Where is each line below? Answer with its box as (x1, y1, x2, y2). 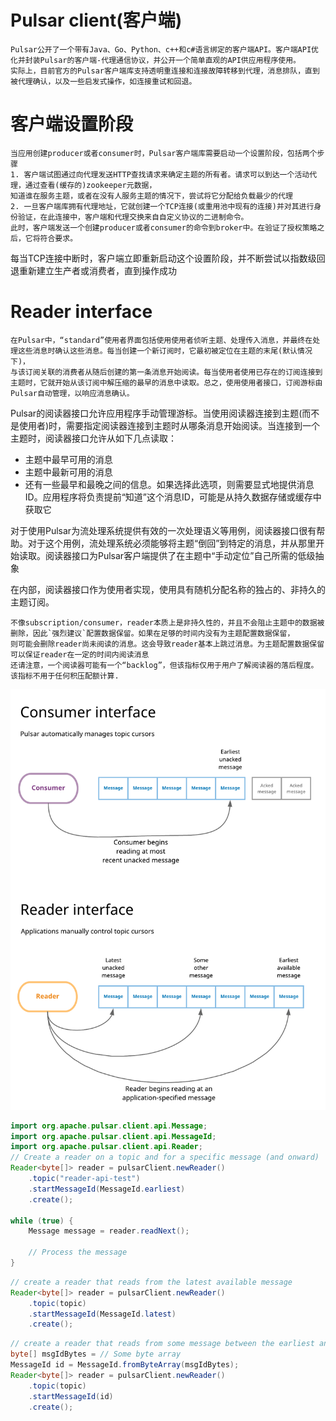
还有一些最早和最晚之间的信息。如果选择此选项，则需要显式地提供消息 (24, 478, 315, 490)
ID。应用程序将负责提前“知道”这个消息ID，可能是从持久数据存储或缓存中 (24, 491, 322, 503)
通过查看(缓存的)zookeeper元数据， (24, 180, 157, 190)
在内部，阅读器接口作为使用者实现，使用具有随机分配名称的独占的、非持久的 (10, 583, 326, 595)
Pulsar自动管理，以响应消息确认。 (10, 388, 135, 398)
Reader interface (10, 301, 153, 323)
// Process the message (28, 1247, 128, 1258)
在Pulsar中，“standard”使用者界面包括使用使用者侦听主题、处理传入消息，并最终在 (10, 335, 313, 345)
